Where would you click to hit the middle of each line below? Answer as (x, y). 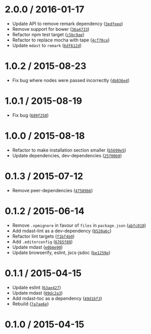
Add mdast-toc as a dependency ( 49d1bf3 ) (57, 298)
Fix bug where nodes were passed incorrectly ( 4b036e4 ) (71, 80)
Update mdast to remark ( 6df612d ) (47, 45)
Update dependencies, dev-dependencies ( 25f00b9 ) (67, 155)
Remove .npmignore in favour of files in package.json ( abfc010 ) (79, 225)
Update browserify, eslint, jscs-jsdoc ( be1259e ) (61, 253)
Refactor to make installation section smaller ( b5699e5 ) (69, 150)
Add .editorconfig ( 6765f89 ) (42, 241)
